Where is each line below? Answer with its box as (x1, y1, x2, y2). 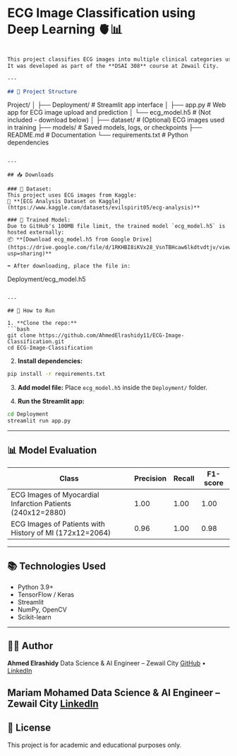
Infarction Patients (11, 498, 72, 508)
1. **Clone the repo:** (7, 320, 78, 327)
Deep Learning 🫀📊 (7, 21, 123, 38)
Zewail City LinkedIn (7, 697, 99, 709)
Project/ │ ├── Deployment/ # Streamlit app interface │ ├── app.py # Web (7, 101, 226, 109)
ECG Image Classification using (7, 5, 196, 21)
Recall (173, 473, 195, 483)
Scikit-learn (17, 612, 51, 621)
